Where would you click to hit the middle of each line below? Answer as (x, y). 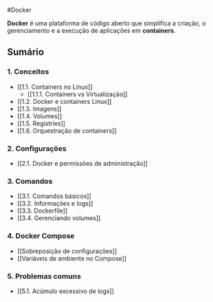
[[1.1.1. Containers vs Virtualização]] (77, 94)
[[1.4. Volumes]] (40, 116)
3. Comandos (30, 181)
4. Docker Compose (41, 236)
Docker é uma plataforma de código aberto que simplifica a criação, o (106, 23)
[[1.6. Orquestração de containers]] (67, 131)
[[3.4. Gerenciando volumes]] (59, 218)
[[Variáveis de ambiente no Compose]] (72, 258)
